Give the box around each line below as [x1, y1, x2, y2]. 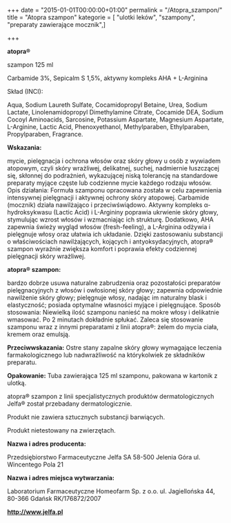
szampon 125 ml [7, 61, 54, 68]
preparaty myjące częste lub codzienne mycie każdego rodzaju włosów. [7, 179, 212, 187]
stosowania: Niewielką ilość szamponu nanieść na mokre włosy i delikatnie [7, 308, 219, 316]
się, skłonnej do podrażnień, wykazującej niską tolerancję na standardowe [7, 172, 219, 179]
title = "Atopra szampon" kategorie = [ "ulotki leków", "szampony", [7, 13, 195, 21]
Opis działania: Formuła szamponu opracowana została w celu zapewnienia [7, 186, 222, 194]
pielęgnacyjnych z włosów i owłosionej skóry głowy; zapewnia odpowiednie [7, 286, 223, 294]
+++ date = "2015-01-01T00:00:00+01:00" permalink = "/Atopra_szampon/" [7, 6, 223, 14]
